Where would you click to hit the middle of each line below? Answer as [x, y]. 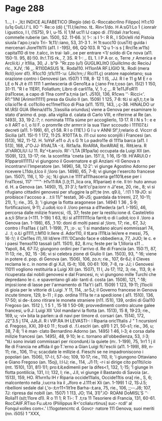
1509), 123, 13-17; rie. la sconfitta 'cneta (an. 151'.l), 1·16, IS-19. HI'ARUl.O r [78, 156]
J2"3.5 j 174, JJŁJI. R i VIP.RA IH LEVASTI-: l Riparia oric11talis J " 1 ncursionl [81, 321]
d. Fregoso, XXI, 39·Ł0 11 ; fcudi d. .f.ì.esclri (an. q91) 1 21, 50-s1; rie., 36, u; [80, 326]
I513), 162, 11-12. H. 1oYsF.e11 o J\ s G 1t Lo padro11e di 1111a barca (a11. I [76, 140]
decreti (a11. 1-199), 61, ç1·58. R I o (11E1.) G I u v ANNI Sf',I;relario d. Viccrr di [81, 130]
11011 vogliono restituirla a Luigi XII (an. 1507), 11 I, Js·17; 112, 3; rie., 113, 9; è [80, 269]
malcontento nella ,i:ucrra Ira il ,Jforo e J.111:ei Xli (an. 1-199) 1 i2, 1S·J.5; [76, 382]
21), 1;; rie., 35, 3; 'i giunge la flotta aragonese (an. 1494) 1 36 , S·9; [72, 202]
